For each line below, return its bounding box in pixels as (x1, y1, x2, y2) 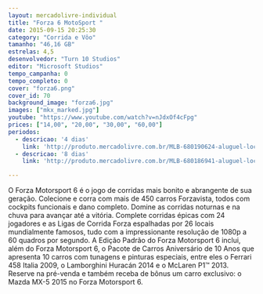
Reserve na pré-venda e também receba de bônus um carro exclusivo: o (8, 269, 242, 278)
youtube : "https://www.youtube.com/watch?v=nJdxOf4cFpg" (8, 114, 198, 122)
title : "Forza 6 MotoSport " (8, 19, 103, 27)
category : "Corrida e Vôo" (8, 33, 96, 42)
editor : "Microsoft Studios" (8, 63, 103, 71)
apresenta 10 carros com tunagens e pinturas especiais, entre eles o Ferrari (8, 252, 252, 262)
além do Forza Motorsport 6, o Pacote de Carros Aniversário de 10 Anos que (8, 244, 254, 253)
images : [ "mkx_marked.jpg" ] (8, 107, 100, 114)
